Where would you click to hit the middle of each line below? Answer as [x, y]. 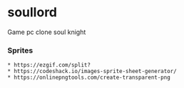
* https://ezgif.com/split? [49, 65]
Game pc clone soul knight [47, 32]
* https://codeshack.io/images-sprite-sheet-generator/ [92, 72]
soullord [32, 12]
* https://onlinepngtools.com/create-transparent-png [89, 78]
